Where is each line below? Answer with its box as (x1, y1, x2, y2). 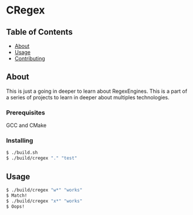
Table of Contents (6, 27, 73, 37)
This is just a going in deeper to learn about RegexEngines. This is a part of (6, 88, 188, 95)
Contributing (14, 55, 45, 62)
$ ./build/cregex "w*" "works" (6, 187, 83, 193)
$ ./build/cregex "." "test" (6, 155, 77, 162)
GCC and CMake (6, 122, 47, 129)
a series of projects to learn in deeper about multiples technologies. (6, 93, 170, 100)
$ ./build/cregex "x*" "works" (6, 198, 83, 204)
